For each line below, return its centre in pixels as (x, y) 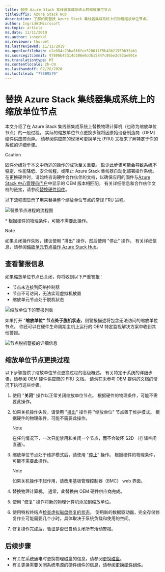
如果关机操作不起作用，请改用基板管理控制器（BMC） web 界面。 (79, 481)
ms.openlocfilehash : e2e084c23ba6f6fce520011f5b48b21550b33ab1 (71, 51)
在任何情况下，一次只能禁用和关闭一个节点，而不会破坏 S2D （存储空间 (84, 438)
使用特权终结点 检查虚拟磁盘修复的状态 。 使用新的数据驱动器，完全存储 (84, 512)
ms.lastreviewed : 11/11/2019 (35, 46)
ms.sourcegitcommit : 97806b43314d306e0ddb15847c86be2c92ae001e (71, 55)
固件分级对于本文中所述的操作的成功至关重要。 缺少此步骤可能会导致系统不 (81, 165)
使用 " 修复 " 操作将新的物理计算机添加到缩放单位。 (63, 502)
